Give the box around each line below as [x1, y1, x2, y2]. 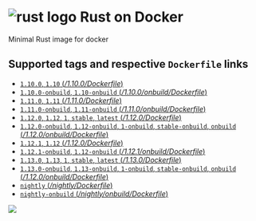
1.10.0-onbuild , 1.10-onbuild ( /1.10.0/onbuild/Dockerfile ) [19, 87, 207, 97]
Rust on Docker [79, 8, 183, 26]
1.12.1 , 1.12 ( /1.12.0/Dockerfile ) [19, 138, 124, 148]
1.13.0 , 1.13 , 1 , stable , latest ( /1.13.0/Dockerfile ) [19, 155, 182, 164]
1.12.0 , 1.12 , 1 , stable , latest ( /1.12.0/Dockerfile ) [19, 112, 182, 122]
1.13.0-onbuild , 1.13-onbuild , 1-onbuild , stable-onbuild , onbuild [19, 164, 237, 173]
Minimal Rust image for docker [8, 34, 109, 44]
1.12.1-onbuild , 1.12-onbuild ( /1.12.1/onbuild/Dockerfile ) [19, 146, 206, 156]
